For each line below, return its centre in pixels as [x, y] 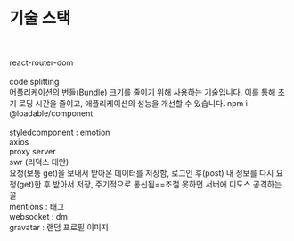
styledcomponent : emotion [60, 132]
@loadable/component [51, 113]
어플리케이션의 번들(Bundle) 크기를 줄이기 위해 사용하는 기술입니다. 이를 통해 [143, 92]
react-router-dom [41, 62]
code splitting [34, 81]
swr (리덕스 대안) [39, 162]
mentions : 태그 [37, 206]
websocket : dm [39, 216]
